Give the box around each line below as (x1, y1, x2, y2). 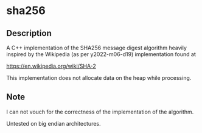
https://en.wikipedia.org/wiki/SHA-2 (6, 62, 96, 70)
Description (6, 28, 52, 38)
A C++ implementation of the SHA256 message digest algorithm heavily (6, 44, 187, 51)
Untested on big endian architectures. (6, 120, 102, 127)
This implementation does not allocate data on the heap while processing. (6, 74, 192, 81)
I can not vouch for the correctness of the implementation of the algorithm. (6, 108, 194, 115)
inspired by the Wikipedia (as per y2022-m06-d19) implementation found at (6, 51, 196, 58)
